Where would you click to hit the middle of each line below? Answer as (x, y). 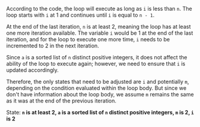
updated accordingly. (32, 70)
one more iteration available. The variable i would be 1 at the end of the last (100, 33)
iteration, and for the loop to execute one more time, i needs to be (88, 39)
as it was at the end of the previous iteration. (62, 101)
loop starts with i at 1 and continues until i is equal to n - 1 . (80, 15)
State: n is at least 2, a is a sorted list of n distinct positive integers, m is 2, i (100, 112)
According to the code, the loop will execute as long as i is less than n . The (99, 9)
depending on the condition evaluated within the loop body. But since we (96, 88)
